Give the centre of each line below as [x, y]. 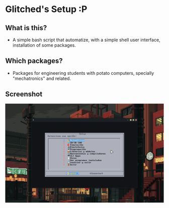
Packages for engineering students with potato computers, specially [83, 73]
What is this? [26, 28]
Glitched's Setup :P [46, 9]
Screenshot [24, 94]
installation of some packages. [44, 45]
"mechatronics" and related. [42, 78]
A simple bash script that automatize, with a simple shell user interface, [86, 40]
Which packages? [34, 61]
